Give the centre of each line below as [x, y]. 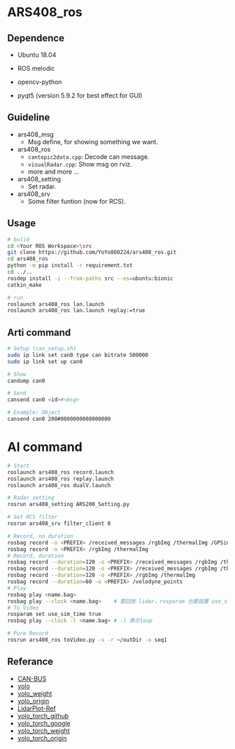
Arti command [39, 332]
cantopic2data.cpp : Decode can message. [88, 156]
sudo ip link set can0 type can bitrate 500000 [78, 355]
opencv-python [40, 82]
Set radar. [42, 186]
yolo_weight [35, 693]
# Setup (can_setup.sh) [42, 349]
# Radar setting [31, 498]
